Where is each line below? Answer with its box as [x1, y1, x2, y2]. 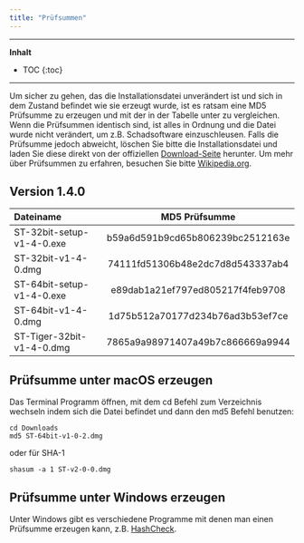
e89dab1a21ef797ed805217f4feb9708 [110, 284, 287, 296]
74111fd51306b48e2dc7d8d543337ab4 [107, 257, 290, 270]
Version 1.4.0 [9, 184, 86, 199]
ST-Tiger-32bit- [14, 330, 88, 343]
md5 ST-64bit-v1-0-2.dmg [9, 431, 103, 441]
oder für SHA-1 [9, 448, 65, 459]
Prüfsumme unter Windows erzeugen [9, 490, 226, 505]
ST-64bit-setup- [14, 278, 90, 291]
